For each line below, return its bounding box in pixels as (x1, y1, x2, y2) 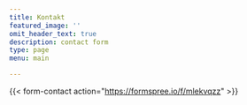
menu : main (9, 54, 50, 63)
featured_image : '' (9, 21, 81, 30)
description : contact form (9, 37, 109, 47)
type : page (9, 46, 50, 55)
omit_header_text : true (9, 29, 97, 38)
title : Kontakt (9, 12, 66, 22)
